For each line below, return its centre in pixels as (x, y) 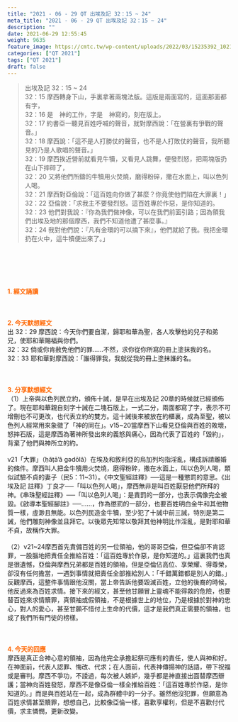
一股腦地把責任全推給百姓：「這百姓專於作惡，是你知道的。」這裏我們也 (122, 555)
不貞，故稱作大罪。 (35, 530)
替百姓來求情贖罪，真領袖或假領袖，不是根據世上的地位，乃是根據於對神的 (116, 599)
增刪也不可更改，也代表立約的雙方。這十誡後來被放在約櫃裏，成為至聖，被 (116, 416)
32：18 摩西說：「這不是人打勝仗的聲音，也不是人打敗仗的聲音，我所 (124, 141)
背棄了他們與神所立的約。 (45, 443)
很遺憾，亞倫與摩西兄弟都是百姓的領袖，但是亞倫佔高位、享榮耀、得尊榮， (122, 564)
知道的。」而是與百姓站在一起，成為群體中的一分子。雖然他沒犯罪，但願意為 (118, 693)
